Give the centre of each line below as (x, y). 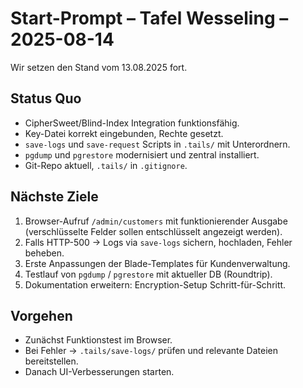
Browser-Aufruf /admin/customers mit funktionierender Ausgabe (156, 221)
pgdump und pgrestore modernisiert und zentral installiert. (142, 154)
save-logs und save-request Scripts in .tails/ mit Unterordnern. (157, 144)
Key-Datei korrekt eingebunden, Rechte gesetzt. (124, 133)
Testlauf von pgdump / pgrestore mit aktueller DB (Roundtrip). (148, 274)
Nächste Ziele (54, 197)
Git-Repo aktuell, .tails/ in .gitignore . (106, 165)
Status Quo (46, 98)
